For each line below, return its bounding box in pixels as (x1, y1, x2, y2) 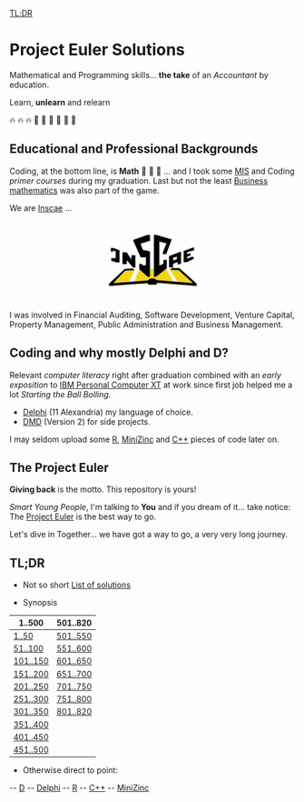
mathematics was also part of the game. (9, 185, 161, 195)
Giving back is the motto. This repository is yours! (9, 484, 197, 495)
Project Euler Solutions (9, 40, 186, 60)
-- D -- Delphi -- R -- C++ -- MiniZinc (9, 782, 150, 793)
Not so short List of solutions (22, 579, 132, 590)
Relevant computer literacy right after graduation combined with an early (9, 369, 281, 380)
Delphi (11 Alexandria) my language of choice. (22, 406, 193, 417)
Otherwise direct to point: (22, 764, 118, 776)
